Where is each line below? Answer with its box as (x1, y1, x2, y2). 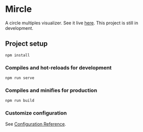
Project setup (5, 40, 48, 48)
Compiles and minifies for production (5, 87, 97, 94)
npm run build (5, 98, 35, 103)
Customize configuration (5, 110, 67, 117)
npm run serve (5, 75, 35, 80)
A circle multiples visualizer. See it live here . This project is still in (5, 20, 139, 26)
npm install (5, 53, 30, 58)
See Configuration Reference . (5, 121, 66, 127)
